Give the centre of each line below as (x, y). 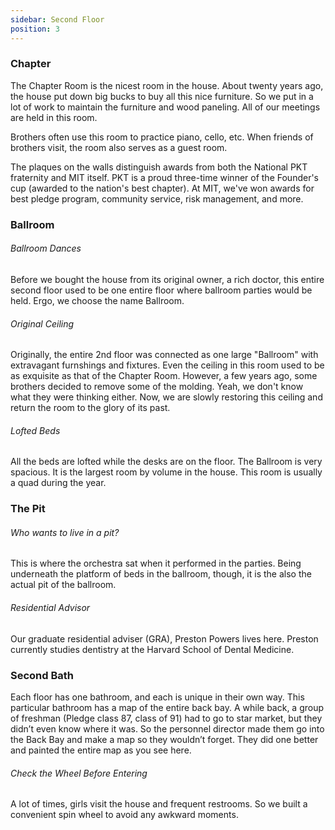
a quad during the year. (58, 483)
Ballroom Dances (46, 248)
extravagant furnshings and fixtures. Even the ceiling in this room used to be (167, 365)
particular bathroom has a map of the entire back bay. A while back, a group (167, 707)
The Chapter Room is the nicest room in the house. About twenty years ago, (167, 85)
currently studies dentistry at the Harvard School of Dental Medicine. (152, 649)
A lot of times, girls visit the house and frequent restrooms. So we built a (159, 804)
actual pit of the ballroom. (63, 585)
